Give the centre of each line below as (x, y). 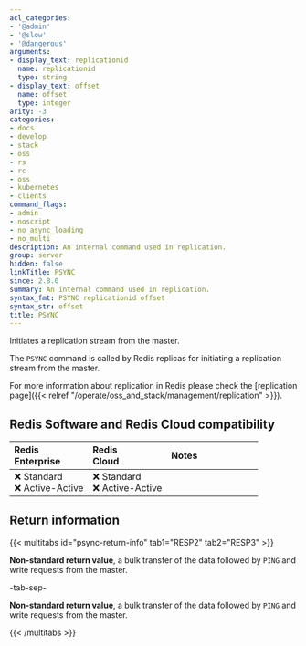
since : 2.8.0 (34, 281)
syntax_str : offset (47, 307)
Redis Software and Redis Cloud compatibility (142, 424)
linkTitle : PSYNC (42, 273)
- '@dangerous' (38, 43)
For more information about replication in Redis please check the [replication (153, 386)
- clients (28, 196)
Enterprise (37, 462)
